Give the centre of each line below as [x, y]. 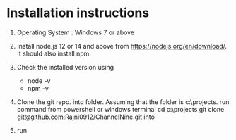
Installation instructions [78, 13]
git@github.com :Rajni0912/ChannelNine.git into [85, 117]
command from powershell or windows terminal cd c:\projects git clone [120, 109]
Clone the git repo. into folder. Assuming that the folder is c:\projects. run [123, 102]
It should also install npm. [54, 53]
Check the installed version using [65, 67]
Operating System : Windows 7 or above [76, 32]
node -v [39, 81]
